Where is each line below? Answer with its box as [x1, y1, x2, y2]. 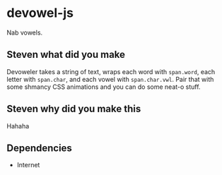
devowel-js [6, 5, 74, 21]
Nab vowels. [6, 28, 43, 37]
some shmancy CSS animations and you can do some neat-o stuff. [6, 83, 201, 91]
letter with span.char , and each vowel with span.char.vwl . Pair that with [6, 75, 214, 83]
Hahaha [6, 121, 30, 130]
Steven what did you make [6, 49, 125, 61]
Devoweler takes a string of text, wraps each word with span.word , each [6, 67, 216, 76]
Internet [16, 161, 40, 169]
